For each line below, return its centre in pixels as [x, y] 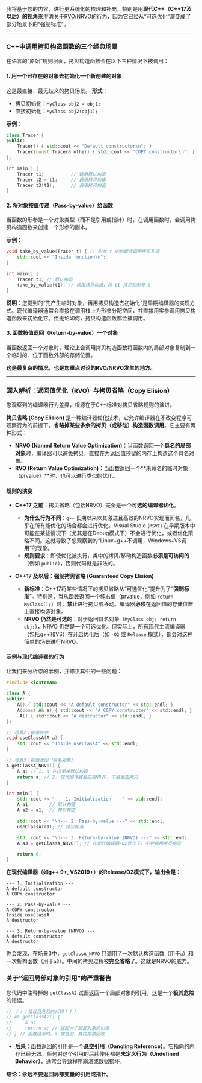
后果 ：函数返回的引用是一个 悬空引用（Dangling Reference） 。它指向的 [102, 1046]
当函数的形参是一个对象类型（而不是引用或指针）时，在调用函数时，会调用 [98, 220]
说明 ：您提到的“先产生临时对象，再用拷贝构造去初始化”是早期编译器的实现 [98, 303]
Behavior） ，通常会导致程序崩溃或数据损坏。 [70, 1061]
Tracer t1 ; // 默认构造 [45, 279]
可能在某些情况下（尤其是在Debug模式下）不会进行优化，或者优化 [106, 533]
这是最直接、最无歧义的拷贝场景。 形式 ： [57, 91]
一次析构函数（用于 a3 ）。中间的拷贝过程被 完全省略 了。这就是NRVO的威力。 [99, 961]
